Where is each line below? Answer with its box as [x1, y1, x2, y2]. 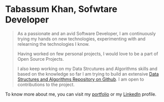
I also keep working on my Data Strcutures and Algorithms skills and [17, 66, 158, 72]
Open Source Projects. [17, 56, 64, 62]
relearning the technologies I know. [17, 41, 90, 47]
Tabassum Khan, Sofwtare [5, 3, 118, 15]
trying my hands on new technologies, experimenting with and [17, 36, 146, 42]
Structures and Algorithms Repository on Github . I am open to [17, 76, 145, 82]
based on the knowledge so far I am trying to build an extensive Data [17, 71, 159, 77]
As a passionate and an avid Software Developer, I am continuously [17, 30, 156, 36]
